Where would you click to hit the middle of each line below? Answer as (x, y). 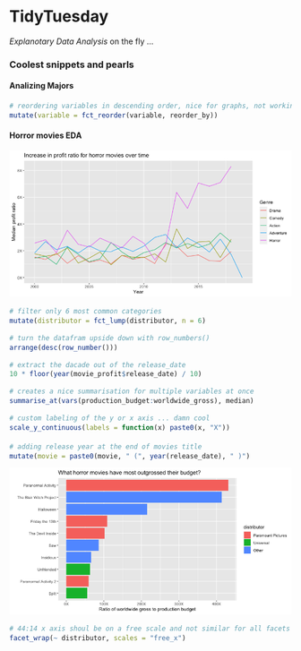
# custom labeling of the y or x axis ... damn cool (110, 418)
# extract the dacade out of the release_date (98, 364)
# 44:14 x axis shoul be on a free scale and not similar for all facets (150, 629)
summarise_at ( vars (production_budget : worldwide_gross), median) (132, 401)
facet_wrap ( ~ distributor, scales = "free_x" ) (98, 638)
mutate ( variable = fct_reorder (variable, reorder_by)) (114, 115)
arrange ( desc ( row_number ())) (64, 347)
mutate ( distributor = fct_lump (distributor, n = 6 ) (107, 321)
